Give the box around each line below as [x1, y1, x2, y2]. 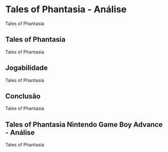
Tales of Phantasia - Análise [5, 4, 127, 15]
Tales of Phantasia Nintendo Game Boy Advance [5, 120, 163, 129]
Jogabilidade [5, 64, 48, 72]
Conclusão [5, 92, 41, 100]
